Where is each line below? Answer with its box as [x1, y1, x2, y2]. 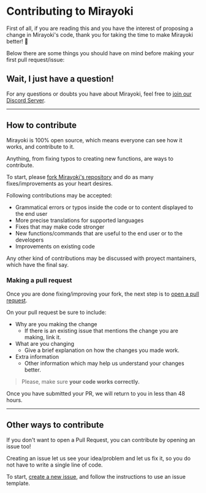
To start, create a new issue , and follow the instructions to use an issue [6, 473, 186, 480]
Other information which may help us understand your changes [24, 359, 185, 367]
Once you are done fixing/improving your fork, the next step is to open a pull [6, 290, 199, 297]
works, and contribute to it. [6, 143, 75, 150]
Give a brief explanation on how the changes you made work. [24, 346, 180, 354]
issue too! [6, 443, 31, 450]
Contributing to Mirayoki [6, 4, 134, 18]
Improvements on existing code [15, 242, 95, 250]
